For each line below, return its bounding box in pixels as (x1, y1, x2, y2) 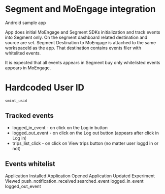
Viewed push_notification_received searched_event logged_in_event (5, 178, 144, 184)
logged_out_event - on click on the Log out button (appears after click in (12, 130, 159, 136)
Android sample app (5, 20, 46, 26)
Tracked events (5, 111, 54, 120)
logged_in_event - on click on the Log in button (12, 124, 108, 131)
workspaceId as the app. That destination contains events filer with (5, 45, 141, 51)
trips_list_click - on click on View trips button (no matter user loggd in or (12, 140, 159, 146)
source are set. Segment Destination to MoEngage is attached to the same (5, 39, 156, 45)
